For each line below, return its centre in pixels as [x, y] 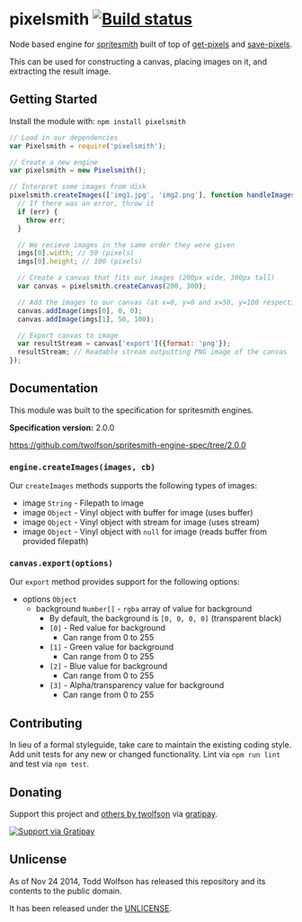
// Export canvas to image [68, 336]
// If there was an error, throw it [86, 203]
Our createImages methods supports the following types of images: [133, 486]
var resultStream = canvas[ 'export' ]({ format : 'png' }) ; [124, 344]
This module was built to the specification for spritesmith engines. [132, 410]
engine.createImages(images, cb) [82, 467]
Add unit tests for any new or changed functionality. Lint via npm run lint [145, 755]
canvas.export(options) [62, 564]
